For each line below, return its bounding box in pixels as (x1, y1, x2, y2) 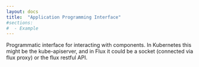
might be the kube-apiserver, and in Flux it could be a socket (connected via (6, 48, 194, 55)
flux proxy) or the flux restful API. (6, 54, 88, 61)
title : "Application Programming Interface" (6, 14, 121, 20)
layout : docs (6, 8, 39, 15)
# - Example (6, 25, 39, 31)
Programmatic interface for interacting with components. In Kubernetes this (6, 42, 192, 49)
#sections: (6, 20, 33, 25)
